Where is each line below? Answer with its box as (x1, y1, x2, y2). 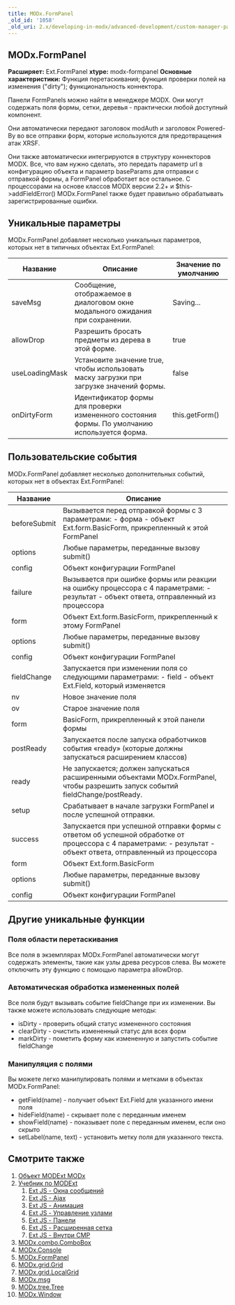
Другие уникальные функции (8, 914, 145, 926)
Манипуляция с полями (8, 1059, 93, 1069)
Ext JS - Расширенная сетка (28, 1223, 113, 1232)
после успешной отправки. (62, 810, 156, 820)
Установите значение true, (74, 355, 165, 365)
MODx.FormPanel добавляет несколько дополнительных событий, (8, 469, 205, 478)
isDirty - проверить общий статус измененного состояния (17, 1019, 191, 1027)
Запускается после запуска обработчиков (62, 734, 207, 744)
